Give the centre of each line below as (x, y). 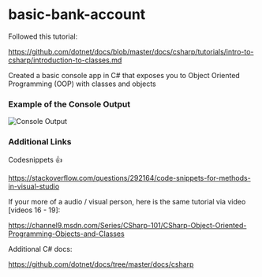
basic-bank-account (77, 15)
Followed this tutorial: (43, 36)
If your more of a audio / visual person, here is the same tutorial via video (127, 201)
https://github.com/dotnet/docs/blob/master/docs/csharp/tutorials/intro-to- (131, 51)
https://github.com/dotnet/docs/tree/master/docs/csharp (101, 264)
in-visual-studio (34, 186)
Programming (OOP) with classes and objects (82, 84)
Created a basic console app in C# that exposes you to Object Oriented (124, 75)
